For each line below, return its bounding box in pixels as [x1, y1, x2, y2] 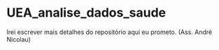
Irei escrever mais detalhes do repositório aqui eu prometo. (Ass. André [6, 28, 213, 36]
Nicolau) [6, 35, 31, 43]
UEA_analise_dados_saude [6, 5, 166, 21]
